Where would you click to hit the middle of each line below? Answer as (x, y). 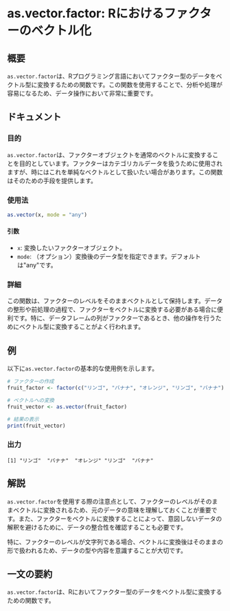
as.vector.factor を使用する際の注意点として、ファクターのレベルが (104, 501)
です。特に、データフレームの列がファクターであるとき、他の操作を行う (114, 318)
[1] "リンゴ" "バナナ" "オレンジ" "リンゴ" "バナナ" (80, 460)
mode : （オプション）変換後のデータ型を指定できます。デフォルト (109, 257)
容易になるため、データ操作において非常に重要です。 (82, 93)
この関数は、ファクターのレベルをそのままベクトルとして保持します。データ (115, 301)
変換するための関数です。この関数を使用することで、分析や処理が (130, 85)
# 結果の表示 (23, 419)
